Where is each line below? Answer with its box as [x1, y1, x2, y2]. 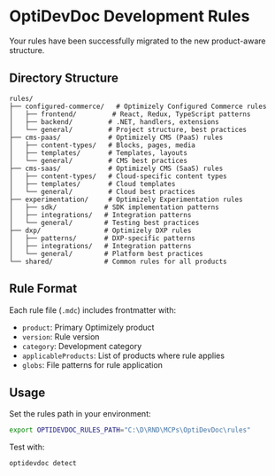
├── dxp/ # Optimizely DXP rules [9, 226, 192, 235]
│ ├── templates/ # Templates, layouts [9, 148, 188, 157]
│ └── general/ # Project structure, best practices [9, 125, 248, 134]
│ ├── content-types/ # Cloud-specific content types [9, 171, 227, 181]
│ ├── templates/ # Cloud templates [9, 179, 176, 188]
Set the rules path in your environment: [9, 409, 151, 419]
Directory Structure [9, 71, 119, 86]
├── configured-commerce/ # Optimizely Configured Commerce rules [9, 102, 267, 111]
